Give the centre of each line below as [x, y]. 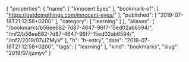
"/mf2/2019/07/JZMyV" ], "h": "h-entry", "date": [65, 40]
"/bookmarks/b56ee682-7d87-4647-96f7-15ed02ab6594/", [80, 27]
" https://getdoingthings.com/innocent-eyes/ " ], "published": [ [81, 15]
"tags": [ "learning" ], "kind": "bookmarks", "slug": [117, 46]
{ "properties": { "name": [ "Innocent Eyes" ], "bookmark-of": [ [83, 9]
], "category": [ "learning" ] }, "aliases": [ [105, 21]
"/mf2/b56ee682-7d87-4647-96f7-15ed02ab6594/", [71, 34]
